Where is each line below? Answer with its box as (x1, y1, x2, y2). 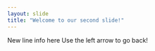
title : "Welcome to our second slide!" (7, 17, 125, 24)
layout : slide (7, 10, 49, 17)
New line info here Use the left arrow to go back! (7, 36, 148, 44)
